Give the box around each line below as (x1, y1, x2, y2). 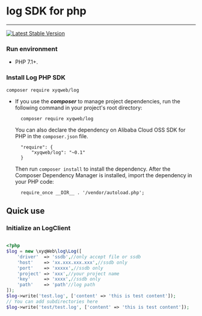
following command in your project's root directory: (14, 104, 142, 111)
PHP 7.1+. (14, 58, 38, 65)
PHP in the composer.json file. (14, 132, 88, 139)
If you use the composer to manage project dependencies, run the (14, 97, 180, 105)
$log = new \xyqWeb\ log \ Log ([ (6, 248, 82, 255)
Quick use (6, 205, 45, 216)
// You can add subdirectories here (6, 299, 98, 305)
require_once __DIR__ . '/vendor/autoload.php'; (20, 189, 145, 196)
